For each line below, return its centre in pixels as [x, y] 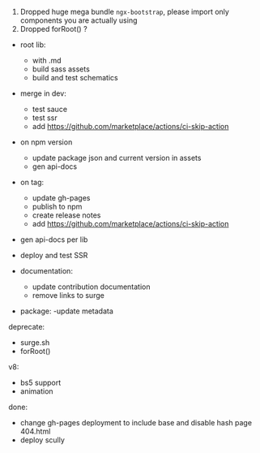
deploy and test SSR [54, 255]
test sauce [49, 109]
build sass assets [61, 69]
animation [37, 391]
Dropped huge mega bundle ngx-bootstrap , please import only [124, 12]
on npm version [46, 142]
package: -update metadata [66, 311]
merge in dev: [43, 93]
